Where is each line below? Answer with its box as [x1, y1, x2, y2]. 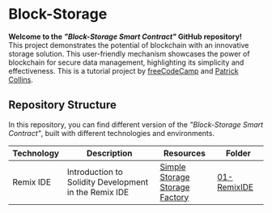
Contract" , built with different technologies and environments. [8, 128, 215, 138]
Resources [163, 147, 206, 159]
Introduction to [67, 166, 123, 177]
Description [86, 147, 133, 159]
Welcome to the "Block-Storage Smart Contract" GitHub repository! [8, 32, 243, 41]
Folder [225, 147, 251, 159]
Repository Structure [8, 98, 117, 112]
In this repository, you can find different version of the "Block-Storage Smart [8, 119, 264, 130]
